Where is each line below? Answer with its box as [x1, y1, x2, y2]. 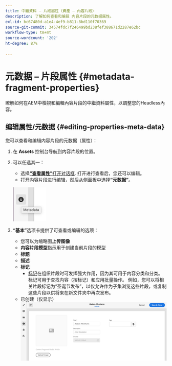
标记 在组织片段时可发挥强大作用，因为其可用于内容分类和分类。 [28, 270, 163, 276]
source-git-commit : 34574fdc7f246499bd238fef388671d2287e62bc [5, 25, 141, 30]
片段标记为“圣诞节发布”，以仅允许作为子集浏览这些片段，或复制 [32, 283, 167, 289]
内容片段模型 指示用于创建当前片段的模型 [20, 245, 106, 251]
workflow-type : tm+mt [5, 30, 52, 36]
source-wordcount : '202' [5, 36, 58, 41]
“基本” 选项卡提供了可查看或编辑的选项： [12, 227, 99, 233]
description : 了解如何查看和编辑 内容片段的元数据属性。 [5, 13, 114, 19]
